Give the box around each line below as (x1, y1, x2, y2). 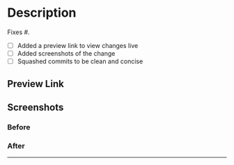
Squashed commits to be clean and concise (17, 57, 143, 65)
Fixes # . (7, 28, 30, 36)
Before (7, 122, 31, 132)
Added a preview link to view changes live (17, 41, 139, 49)
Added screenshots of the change (17, 49, 116, 57)
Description (7, 5, 77, 21)
